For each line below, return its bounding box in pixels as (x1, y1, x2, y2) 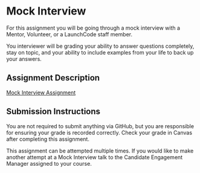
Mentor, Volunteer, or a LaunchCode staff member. (6, 30, 133, 38)
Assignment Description (6, 73, 100, 83)
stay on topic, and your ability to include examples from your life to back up (6, 48, 194, 56)
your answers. (6, 55, 42, 62)
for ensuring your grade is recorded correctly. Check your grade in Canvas (6, 129, 192, 136)
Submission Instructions (6, 106, 101, 117)
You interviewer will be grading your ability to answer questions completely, (6, 42, 195, 50)
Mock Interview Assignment (6, 89, 76, 96)
